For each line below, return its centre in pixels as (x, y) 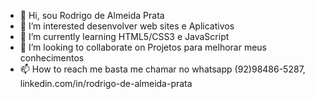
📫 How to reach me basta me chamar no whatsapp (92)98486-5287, (162, 69)
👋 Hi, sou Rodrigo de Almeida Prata (92, 15)
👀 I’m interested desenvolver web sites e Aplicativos (127, 26)
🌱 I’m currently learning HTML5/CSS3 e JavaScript (124, 36)
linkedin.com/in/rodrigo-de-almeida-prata (106, 83)
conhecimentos (52, 58)
